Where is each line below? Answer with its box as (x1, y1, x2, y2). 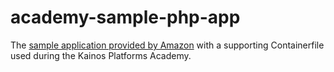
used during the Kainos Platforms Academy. (10, 49, 192, 61)
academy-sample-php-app (10, 6, 241, 29)
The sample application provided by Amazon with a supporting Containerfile (10, 39, 325, 51)
